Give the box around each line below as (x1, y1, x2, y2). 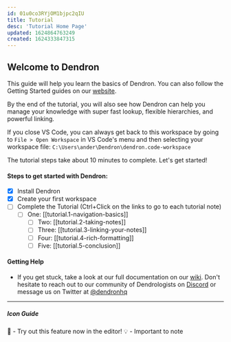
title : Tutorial (7, 17, 54, 23)
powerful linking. (7, 114, 55, 122)
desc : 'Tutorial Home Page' (7, 23, 88, 30)
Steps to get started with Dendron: (7, 171, 108, 180)
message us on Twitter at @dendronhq (16, 287, 128, 296)
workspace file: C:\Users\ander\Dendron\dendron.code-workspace (7, 142, 191, 151)
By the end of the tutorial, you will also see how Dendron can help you (7, 100, 206, 108)
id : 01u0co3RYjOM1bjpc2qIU (7, 10, 85, 17)
